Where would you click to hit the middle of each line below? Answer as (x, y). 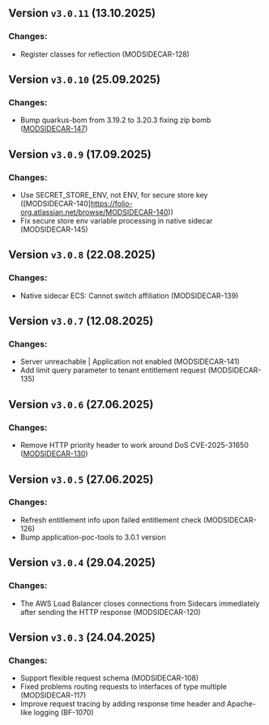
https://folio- (111, 204)
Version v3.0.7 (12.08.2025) (81, 321)
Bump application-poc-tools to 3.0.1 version (93, 537)
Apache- (241, 704)
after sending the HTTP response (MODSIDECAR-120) (110, 612)
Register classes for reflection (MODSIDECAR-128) (105, 54)
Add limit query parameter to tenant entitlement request (113, 370)
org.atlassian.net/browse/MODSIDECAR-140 (94, 212)
